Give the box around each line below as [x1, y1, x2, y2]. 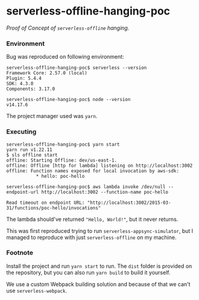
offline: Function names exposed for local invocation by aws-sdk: [6, 168, 180, 174]
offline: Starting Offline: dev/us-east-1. [6, 157, 118, 163]
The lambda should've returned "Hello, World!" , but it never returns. [6, 215, 178, 223]
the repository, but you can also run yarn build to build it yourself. [6, 269, 171, 276]
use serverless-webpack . [6, 287, 68, 294]
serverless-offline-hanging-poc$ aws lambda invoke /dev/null [6, 183, 166, 190]
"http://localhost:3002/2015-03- [87, 200, 171, 206]
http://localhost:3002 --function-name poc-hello [41, 189, 169, 195]
